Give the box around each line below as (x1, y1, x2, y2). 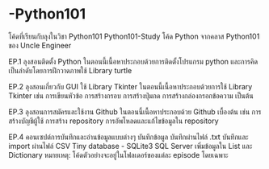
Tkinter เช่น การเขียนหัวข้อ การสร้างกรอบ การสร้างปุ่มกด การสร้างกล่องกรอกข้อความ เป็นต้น (8, 90, 254, 101)
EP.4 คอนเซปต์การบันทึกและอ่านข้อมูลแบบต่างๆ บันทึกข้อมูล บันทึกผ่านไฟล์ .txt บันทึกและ (8, 132, 249, 142)
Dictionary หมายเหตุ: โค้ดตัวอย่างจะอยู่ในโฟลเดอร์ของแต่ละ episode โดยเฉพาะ (8, 150, 229, 159)
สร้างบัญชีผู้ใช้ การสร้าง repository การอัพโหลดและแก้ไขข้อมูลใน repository (8, 116, 220, 126)
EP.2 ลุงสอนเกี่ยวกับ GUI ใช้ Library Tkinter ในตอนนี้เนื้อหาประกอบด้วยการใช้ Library (8, 81, 253, 91)
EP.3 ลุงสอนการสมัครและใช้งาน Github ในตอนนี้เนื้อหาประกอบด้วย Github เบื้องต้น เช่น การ (8, 106, 262, 117)
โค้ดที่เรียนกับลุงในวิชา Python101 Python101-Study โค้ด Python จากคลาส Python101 (8, 31, 260, 41)
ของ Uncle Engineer (8, 40, 72, 50)
